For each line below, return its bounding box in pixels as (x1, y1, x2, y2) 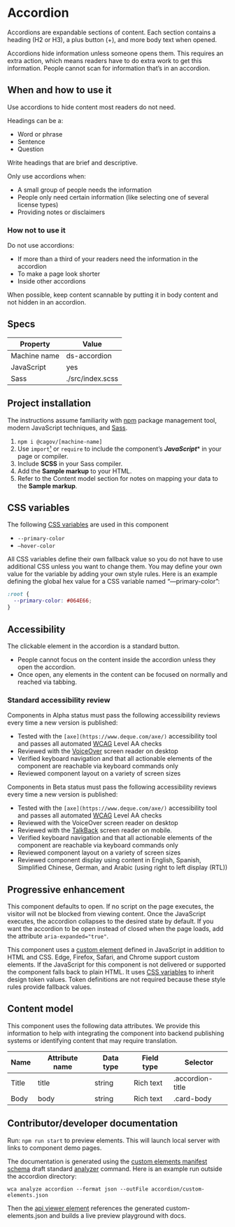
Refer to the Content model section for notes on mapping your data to (17, 474, 218, 482)
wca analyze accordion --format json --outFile (7, 1185, 149, 1193)
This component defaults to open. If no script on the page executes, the (7, 902, 215, 911)
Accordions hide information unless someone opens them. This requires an (7, 49, 224, 57)
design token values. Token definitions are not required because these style (7, 975, 226, 984)
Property (20, 339, 50, 349)
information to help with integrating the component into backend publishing (7, 1029, 225, 1037)
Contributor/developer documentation (7, 1118, 178, 1130)
